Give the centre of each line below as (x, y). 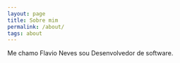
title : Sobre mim (33, 20)
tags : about (25, 33)
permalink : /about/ (36, 27)
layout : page (26, 14)
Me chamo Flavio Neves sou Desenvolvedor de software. (90, 53)
